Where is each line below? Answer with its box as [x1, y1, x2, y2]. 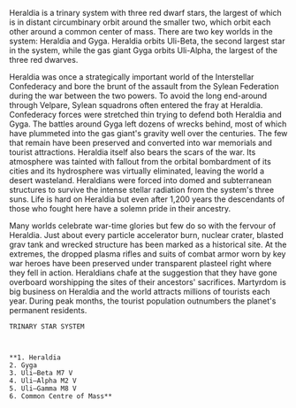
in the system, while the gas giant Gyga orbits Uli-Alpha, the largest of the [9, 45, 278, 56]
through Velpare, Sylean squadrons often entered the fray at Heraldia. [9, 100, 263, 110]
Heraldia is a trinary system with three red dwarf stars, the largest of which [9, 8, 282, 18]
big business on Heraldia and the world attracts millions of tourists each [9, 287, 271, 296]
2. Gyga [9, 361, 38, 370]
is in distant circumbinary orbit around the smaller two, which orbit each [9, 17, 271, 27]
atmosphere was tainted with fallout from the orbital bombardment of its [9, 157, 271, 166]
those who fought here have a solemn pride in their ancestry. [9, 204, 231, 213]
